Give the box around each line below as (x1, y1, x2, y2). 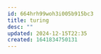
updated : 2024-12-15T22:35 (7, 29, 87, 37)
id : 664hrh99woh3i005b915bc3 (7, 10, 94, 18)
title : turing (7, 17, 50, 24)
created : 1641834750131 (7, 36, 78, 43)
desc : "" (7, 23, 33, 30)
